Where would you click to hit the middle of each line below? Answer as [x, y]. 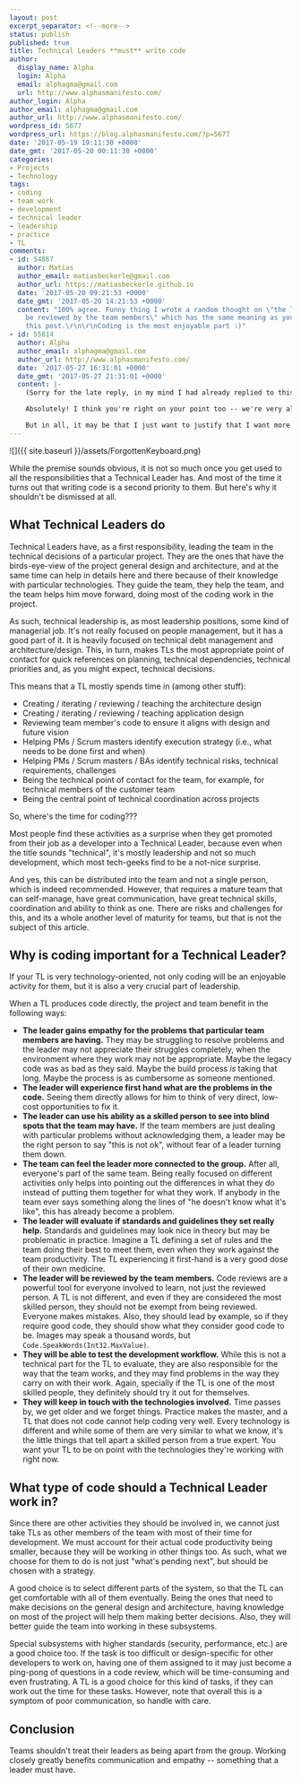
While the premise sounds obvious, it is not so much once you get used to [146, 468]
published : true [39, 43]
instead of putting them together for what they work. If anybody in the [151, 1193]
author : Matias [46, 268]
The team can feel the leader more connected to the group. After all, [150, 1164]
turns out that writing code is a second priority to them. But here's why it [143, 487]
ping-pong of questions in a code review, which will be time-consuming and [149, 1673]
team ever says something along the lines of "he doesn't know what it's [154, 1202]
